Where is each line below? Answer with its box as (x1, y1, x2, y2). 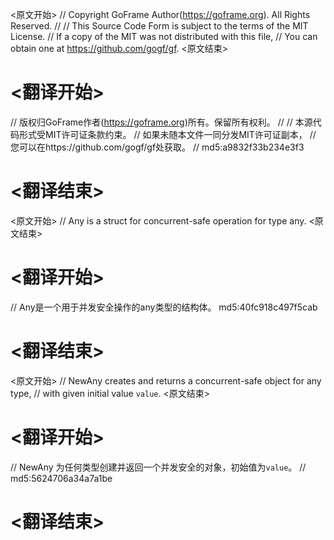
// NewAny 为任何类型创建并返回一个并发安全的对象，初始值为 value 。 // (10, 461, 307, 473)
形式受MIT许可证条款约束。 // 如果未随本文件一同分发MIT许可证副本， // (18, 128, 317, 140)
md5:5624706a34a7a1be (10, 472, 113, 484)
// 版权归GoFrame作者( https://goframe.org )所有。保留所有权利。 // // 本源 (10, 116, 313, 128)
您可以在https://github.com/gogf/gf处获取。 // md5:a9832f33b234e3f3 (10, 141, 305, 153)
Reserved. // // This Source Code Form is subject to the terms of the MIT (10, 20, 309, 32)
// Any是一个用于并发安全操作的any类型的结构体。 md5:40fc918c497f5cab (10, 301, 318, 313)
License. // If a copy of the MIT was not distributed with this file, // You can (10, 31, 318, 42)
